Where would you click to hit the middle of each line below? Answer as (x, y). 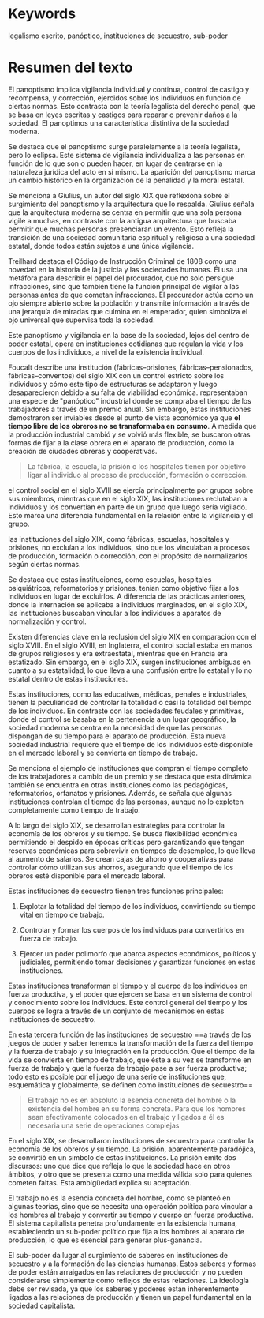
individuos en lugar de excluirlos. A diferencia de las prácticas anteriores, (127, 596)
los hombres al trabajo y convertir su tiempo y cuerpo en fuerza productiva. (131, 1215)
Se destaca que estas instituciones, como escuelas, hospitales (110, 579)
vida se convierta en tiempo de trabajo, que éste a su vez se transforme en (130, 1060)
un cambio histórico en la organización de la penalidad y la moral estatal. (126, 180)
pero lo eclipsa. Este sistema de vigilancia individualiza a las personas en (127, 155)
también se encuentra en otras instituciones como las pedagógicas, (118, 785)
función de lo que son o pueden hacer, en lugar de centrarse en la (115, 163)
